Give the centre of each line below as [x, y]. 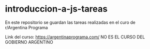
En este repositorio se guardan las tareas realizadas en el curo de [70, 22]
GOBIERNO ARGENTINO [29, 42]
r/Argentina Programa [27, 27]
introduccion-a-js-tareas [56, 9]
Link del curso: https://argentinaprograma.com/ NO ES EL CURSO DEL [75, 37]
